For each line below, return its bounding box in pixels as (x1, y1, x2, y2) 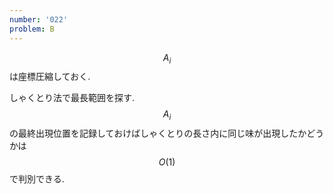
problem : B (9, 24, 55, 34)
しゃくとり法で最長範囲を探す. (9, 92, 136, 104)
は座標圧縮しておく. (9, 71, 91, 83)
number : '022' (9, 14, 69, 25)
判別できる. (17, 173, 65, 185)
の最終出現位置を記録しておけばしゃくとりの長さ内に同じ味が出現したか (9, 127, 307, 140)
